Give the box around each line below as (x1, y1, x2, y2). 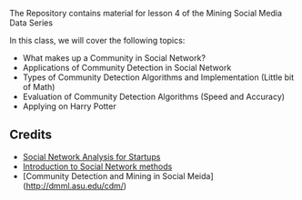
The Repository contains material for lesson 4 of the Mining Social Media (9, 8, 282, 18)
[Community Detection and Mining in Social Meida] (22, 170, 214, 181)
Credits (9, 127, 53, 143)
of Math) (22, 82, 55, 92)
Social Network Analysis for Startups (22, 151, 161, 162)
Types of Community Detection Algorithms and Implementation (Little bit (22, 72, 295, 83)
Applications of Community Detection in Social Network (22, 63, 232, 73)
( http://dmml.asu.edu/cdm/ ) (22, 180, 127, 191)
